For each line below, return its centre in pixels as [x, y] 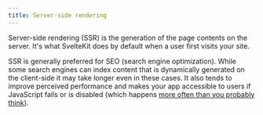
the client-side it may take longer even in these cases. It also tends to [120, 77]
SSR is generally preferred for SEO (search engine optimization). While [122, 61]
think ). [18, 102]
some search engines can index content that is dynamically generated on [127, 69]
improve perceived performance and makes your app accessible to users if [130, 86]
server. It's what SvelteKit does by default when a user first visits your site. [129, 46]
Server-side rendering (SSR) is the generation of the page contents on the [128, 38]
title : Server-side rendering [58, 15]
